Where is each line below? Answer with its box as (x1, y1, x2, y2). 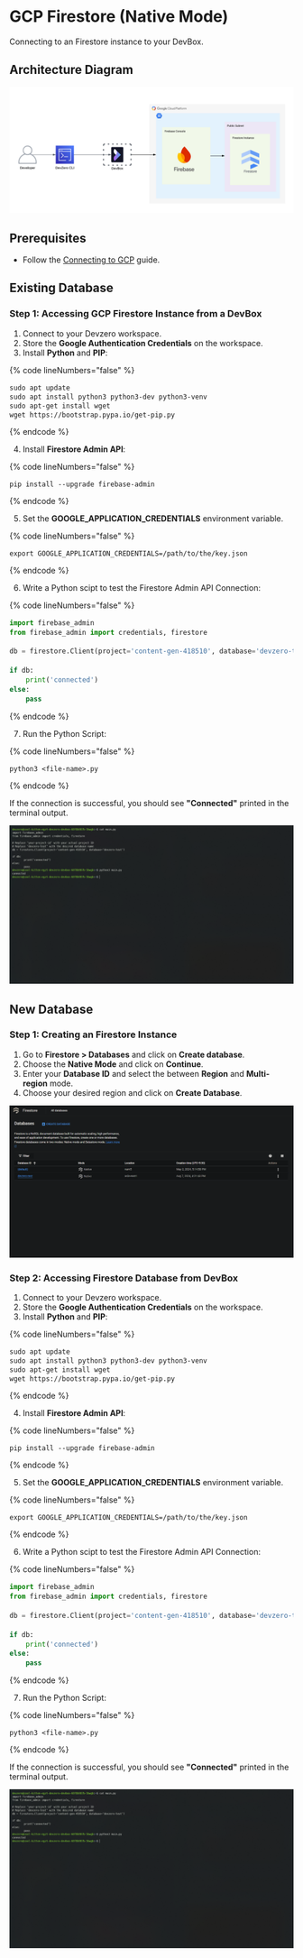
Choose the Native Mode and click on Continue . (22, 1058, 204, 1070)
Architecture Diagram (9, 62, 133, 78)
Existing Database (9, 280, 115, 296)
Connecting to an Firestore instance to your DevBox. (9, 36, 205, 47)
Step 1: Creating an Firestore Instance (9, 1028, 178, 1041)
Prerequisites (9, 230, 87, 245)
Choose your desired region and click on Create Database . (22, 1087, 243, 1098)
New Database (9, 1001, 94, 1016)
